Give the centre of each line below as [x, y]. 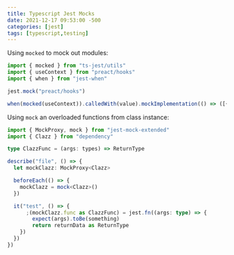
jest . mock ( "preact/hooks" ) [46, 91]
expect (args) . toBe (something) [76, 219]
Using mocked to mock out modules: [58, 53]
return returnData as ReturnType [81, 226]
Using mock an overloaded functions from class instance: [88, 117]
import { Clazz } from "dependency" [60, 137]
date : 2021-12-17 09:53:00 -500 [54, 20]
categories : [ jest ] [36, 26]
